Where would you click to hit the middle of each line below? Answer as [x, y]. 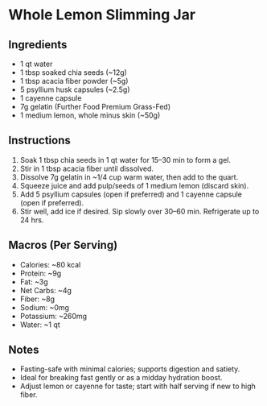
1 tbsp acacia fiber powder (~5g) [74, 81]
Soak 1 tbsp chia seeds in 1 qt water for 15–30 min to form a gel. [125, 159]
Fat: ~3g [34, 282]
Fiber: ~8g [37, 299]
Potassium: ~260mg [53, 316]
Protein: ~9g [41, 273]
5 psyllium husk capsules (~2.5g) [75, 89]
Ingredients [38, 45]
